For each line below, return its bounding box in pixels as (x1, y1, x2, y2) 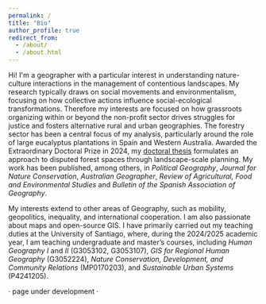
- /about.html (15, 48, 62, 56)
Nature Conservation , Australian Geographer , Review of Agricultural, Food (8, 171, 253, 181)
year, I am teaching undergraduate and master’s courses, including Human (8, 237, 253, 247)
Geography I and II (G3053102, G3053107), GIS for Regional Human (8, 246, 230, 255)
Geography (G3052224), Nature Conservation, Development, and (8, 255, 224, 264)
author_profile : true (8, 26, 80, 34)
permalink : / (8, 11, 52, 20)
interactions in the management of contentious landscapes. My (33, 79, 240, 88)
